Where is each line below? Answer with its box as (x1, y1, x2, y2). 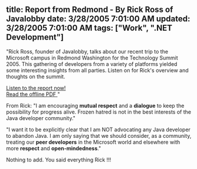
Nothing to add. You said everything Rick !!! (6, 156, 111, 163)
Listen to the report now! (6, 84, 66, 91)
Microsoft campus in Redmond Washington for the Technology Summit (6, 54, 178, 61)
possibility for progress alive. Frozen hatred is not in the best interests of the (6, 108, 192, 115)
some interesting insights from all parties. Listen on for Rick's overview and (6, 67, 189, 74)
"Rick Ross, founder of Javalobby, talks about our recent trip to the (6, 48, 169, 55)
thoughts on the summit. (6, 73, 65, 80)
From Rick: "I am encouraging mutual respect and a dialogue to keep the (6, 102, 185, 109)
